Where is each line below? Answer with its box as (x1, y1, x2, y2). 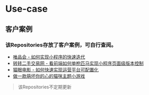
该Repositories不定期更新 (17, 84, 72, 90)
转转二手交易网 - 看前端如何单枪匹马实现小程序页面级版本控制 (12, 60, 144, 66)
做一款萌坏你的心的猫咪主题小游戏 (12, 73, 85, 79)
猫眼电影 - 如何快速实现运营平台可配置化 (12, 66, 99, 73)
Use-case (5, 3, 48, 15)
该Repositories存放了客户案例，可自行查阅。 (5, 41, 117, 49)
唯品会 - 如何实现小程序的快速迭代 (12, 54, 86, 60)
